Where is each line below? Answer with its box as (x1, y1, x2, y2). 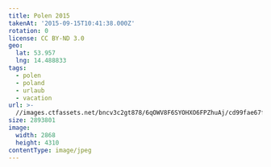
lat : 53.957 (15, 49, 56, 57)
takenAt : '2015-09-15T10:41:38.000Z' (8, 19, 135, 27)
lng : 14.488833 (15, 57, 67, 65)
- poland (15, 79, 45, 87)
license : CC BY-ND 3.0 (8, 34, 85, 43)
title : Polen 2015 (8, 11, 70, 20)
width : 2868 (15, 131, 56, 139)
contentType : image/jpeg (8, 146, 92, 154)
